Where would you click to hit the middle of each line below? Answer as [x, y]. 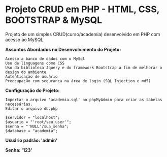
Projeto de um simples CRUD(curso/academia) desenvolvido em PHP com [83, 34]
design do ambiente [26, 72]
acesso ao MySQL [24, 40]
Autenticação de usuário [31, 76]
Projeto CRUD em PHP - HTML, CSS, [82, 9]
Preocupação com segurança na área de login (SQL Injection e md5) [78, 81]
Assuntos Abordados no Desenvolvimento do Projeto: [63, 49]
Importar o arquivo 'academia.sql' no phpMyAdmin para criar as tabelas [84, 100]
